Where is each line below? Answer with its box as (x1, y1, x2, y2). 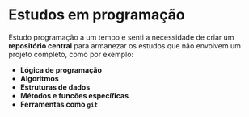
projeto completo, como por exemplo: (8, 49, 134, 59)
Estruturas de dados (19, 82, 91, 92)
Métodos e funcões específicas (19, 90, 129, 100)
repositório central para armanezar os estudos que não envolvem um (8, 40, 241, 50)
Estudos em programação (8, 6, 185, 24)
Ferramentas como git (19, 99, 99, 109)
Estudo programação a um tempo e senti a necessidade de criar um (8, 32, 234, 42)
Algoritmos (19, 73, 59, 83)
